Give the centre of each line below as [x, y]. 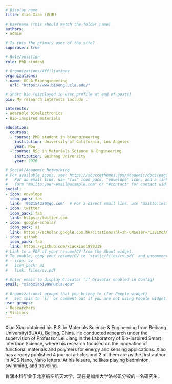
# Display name [21, 10]
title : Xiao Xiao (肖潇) [31, 15]
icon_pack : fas [26, 199]
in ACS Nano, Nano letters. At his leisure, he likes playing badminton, [78, 360]
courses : [19, 132]
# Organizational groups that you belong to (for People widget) [76, 294]
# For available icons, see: [36, 175]
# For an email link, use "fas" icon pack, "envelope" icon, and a [81, 180]
